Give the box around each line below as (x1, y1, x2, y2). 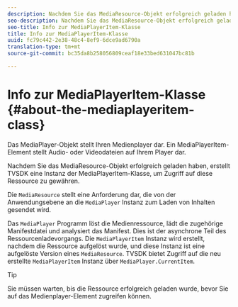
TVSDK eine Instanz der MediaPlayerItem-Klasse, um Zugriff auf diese (7, 169, 213, 177)
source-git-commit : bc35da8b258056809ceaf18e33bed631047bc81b (7, 50, 195, 57)
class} (7, 117, 45, 133)
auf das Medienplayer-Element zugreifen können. (7, 291, 152, 300)
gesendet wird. (7, 205, 52, 213)
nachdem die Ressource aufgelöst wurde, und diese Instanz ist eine (7, 242, 205, 250)
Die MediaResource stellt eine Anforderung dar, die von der (7, 190, 176, 199)
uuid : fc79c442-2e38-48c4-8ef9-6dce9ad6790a (7, 37, 141, 44)
